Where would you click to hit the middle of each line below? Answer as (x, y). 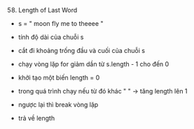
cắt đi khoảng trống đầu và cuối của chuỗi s (82, 51)
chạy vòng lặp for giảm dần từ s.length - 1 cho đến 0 (93, 64)
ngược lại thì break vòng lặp (58, 105)
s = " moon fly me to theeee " (61, 23)
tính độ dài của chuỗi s (51, 37)
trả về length (36, 118)
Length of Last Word (48, 10)
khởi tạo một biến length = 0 (59, 77)
